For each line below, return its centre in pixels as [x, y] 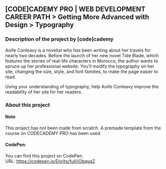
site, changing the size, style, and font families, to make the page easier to [82, 71]
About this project [27, 105]
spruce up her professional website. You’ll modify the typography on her [80, 66]
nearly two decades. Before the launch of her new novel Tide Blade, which [82, 55]
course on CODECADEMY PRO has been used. [53, 133]
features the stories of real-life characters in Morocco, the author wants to [82, 61]
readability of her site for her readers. [44, 92]
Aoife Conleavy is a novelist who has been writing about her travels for [78, 50]
